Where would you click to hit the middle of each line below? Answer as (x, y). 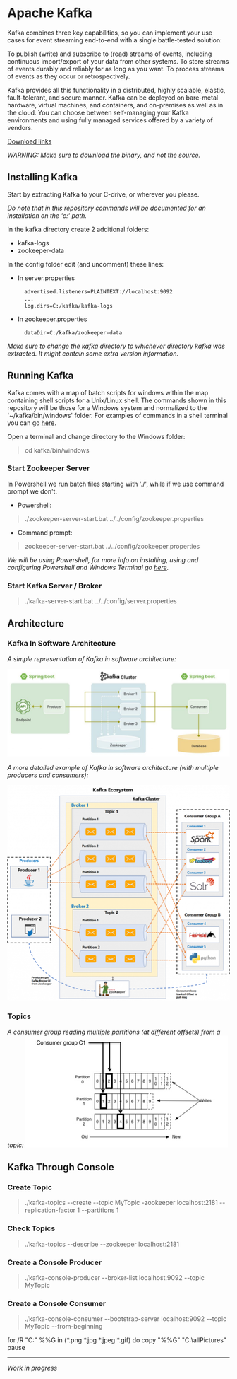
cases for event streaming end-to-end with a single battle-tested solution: (115, 40)
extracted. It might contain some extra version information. (93, 353)
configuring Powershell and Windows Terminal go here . (88, 567)
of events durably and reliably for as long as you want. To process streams (116, 69)
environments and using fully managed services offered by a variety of (110, 120)
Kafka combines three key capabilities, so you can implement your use (110, 33)
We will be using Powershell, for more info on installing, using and (103, 559)
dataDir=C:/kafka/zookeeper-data (73, 333)
